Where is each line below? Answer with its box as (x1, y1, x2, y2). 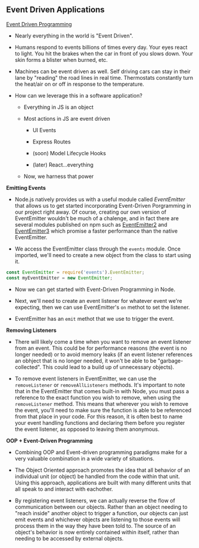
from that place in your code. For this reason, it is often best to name (14, 413, 183, 420)
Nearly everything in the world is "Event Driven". (14, 32, 134, 39)
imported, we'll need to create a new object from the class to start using (14, 251, 191, 258)
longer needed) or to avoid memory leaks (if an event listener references (14, 350, 193, 358)
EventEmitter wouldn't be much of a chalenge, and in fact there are (14, 214, 179, 222)
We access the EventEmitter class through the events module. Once (14, 245, 181, 252)
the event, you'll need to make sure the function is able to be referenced (14, 406, 192, 414)
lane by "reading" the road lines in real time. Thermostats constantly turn (14, 74, 194, 81)
